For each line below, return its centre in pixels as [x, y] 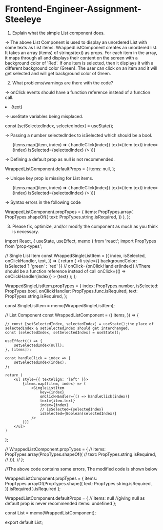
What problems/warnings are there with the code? [62, 83]
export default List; [24, 522]
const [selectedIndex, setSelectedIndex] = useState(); [63, 333]
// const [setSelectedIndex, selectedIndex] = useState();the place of [79, 324]
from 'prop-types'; [24, 246]
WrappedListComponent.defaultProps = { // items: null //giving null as [75, 498]
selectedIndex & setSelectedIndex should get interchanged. [68, 328]
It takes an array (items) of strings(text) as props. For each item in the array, [81, 53]
